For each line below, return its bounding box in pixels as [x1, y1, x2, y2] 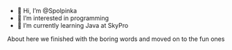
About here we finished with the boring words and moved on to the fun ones [7, 35, 225, 43]
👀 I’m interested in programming [17, 14, 109, 22]
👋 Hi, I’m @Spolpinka [17, 7, 78, 15]
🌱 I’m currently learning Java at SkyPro [17, 22, 129, 29]
